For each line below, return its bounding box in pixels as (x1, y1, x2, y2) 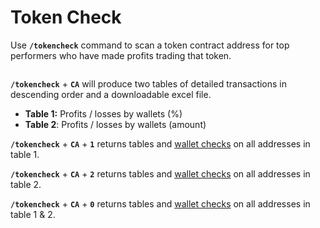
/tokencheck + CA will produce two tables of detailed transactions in (10, 77, 288, 90)
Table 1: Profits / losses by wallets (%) (24, 107, 183, 120)
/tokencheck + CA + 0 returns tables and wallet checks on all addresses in (10, 197, 311, 210)
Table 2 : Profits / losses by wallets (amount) (24, 118, 207, 130)
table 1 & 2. (10, 208, 56, 220)
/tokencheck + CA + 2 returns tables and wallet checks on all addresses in (10, 167, 311, 180)
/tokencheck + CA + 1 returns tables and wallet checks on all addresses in (10, 137, 311, 150)
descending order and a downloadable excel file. (10, 88, 212, 100)
